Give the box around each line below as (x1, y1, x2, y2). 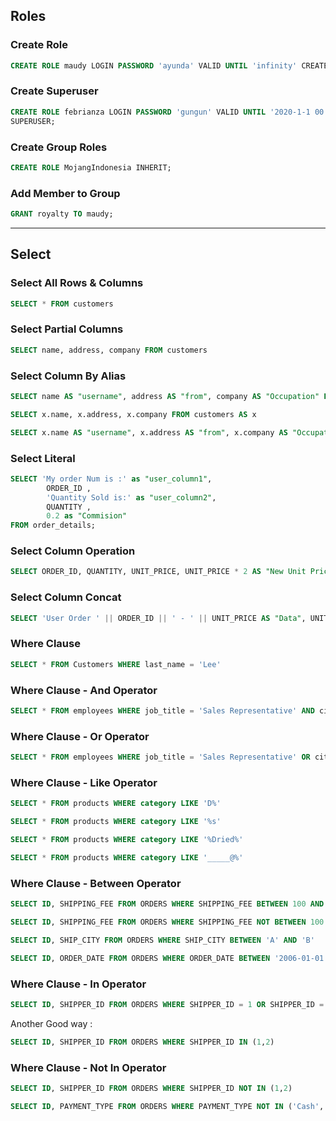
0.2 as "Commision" (46, 511, 128, 521)
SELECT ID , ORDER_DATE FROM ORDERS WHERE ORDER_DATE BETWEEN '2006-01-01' (10, 953, 329, 963)
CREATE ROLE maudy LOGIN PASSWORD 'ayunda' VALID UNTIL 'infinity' (10, 60, 298, 71)
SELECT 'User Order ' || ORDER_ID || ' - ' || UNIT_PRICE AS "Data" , (10, 613, 307, 623)
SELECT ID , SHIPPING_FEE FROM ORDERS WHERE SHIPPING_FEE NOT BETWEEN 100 (10, 917, 325, 927)
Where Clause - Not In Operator (10, 1060, 167, 1074)
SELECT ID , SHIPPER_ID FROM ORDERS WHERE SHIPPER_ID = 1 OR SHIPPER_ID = (10, 999, 325, 1009)
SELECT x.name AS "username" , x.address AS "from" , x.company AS (10, 427, 288, 438)
